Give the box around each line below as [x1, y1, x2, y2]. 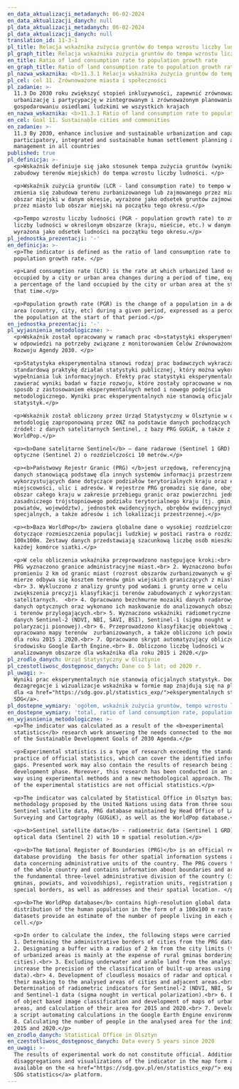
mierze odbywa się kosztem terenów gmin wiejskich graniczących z [14, 577, 215, 584]
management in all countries [14, 143, 100, 150]
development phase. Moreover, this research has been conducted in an [14, 768, 228, 775]
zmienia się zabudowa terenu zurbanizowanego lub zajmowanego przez [14, 189, 221, 196]
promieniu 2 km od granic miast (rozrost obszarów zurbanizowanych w [14, 569, 224, 577]
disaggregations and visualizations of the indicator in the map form [14, 1058, 228, 1065]
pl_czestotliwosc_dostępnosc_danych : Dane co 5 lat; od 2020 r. [7, 662, 202, 670]
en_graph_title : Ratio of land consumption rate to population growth [7, 63, 221, 71]
